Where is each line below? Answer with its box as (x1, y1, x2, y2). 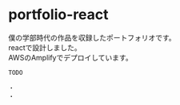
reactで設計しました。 (8, 42, 82, 52)
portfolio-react (8, 6, 109, 24)
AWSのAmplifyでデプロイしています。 (8, 52, 134, 62)
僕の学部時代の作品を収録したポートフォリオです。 (8, 33, 176, 42)
